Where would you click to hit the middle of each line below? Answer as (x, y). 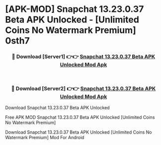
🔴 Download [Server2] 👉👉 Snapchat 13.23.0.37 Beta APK (83, 89)
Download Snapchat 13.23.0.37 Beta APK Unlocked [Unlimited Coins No (79, 132)
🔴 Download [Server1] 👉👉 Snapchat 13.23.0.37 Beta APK (83, 57)
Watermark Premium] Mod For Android (45, 137)
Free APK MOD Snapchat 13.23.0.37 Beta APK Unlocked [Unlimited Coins (80, 117)
